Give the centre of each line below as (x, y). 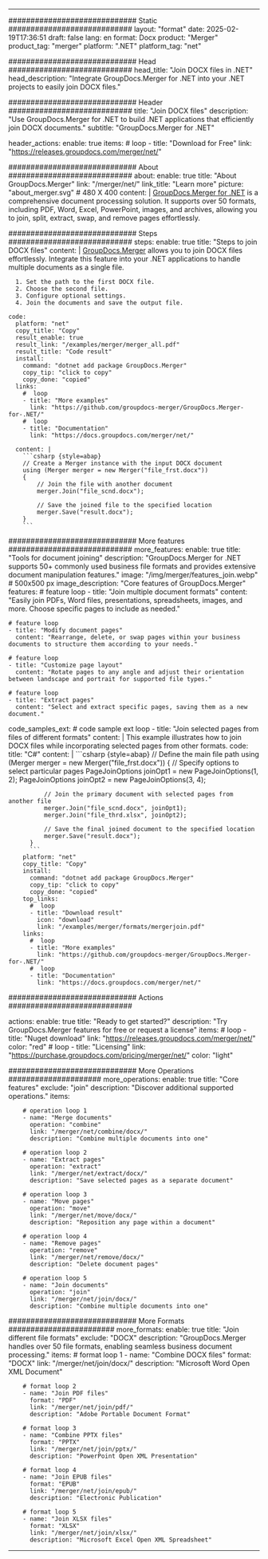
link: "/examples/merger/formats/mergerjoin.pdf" (121, 927)
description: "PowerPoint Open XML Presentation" (113, 1456)
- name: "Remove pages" (62, 1243)
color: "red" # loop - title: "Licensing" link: (77, 1047)
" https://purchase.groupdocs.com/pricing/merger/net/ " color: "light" (121, 1055)
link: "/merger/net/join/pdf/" (81, 1407)
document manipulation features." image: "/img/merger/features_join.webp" (133, 575)
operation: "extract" (65, 1167)
